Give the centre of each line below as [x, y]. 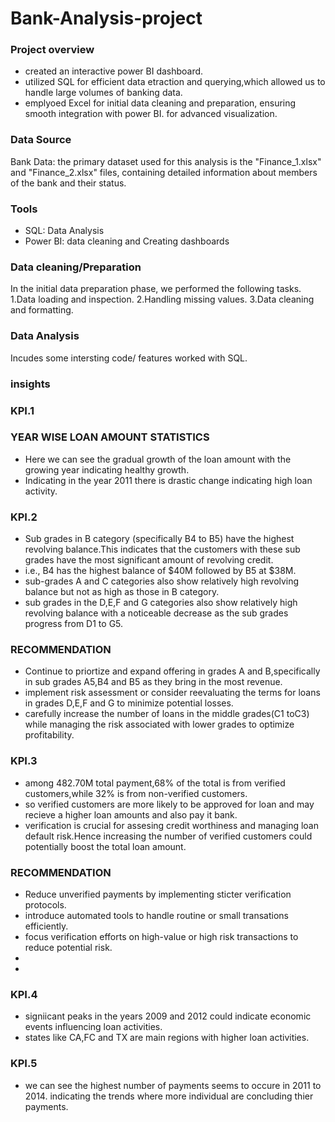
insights [30, 384]
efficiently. [46, 926]
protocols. [45, 905]
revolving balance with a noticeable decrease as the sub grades [156, 613]
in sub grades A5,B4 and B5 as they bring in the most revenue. [153, 682]
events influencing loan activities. [93, 1027]
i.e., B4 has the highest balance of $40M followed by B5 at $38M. [160, 571]
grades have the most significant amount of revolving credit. [149, 560]
